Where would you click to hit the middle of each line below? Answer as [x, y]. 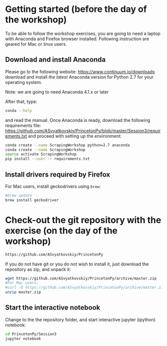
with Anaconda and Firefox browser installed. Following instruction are [77, 39]
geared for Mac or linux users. [36, 44]
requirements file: [23, 125]
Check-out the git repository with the [83, 220]
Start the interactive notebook [53, 307]
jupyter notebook [23, 339]
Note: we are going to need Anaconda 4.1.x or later [57, 92]
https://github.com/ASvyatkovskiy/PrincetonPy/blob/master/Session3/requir [83, 131]
